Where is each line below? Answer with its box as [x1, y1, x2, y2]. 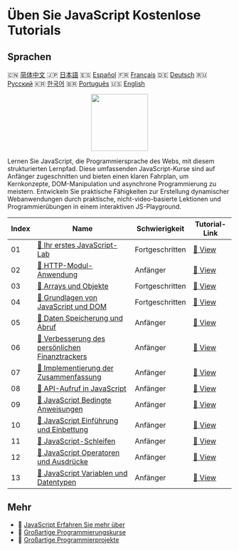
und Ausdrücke [37, 457, 89, 466]
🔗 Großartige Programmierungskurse [17, 527, 127, 536]
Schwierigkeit [136, 224, 185, 233]
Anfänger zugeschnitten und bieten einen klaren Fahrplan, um [7, 172, 189, 180]
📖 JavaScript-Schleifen [37, 436, 116, 446]
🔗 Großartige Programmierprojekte [17, 535, 119, 544]
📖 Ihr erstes [37, 240, 76, 249]
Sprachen [7, 51, 52, 63]
